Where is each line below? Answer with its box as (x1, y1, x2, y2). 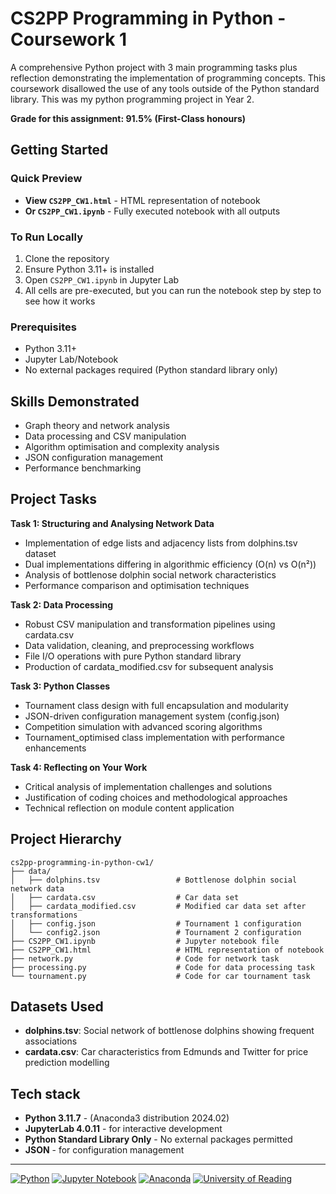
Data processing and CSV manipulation (24, 430, 187, 442)
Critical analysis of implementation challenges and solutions (24, 780, 273, 792)
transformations (10, 910, 78, 920)
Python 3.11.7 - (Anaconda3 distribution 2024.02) (24, 1112, 230, 1124)
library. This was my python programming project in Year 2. (10, 93, 255, 105)
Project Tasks (10, 491, 98, 508)
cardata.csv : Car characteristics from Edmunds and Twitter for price (24, 1046, 309, 1058)
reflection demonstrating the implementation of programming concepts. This (10, 72, 326, 84)
